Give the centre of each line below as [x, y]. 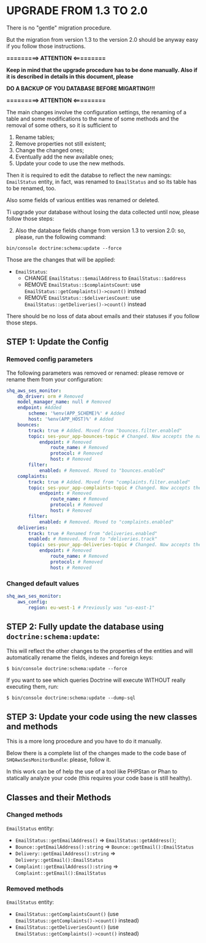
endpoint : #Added [40, 408]
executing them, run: [32, 687]
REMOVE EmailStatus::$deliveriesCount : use [82, 297]
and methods [32, 726]
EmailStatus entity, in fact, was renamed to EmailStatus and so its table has [102, 181]
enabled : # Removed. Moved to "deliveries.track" [93, 539]
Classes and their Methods [59, 797]
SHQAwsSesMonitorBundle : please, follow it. [59, 760]
